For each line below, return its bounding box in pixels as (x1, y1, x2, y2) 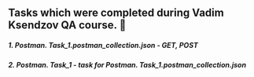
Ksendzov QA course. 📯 (8, 19, 127, 32)
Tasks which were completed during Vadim (8, 6, 224, 20)
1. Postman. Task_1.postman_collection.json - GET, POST (8, 40, 199, 49)
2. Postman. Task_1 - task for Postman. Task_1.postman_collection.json (8, 60, 246, 70)
